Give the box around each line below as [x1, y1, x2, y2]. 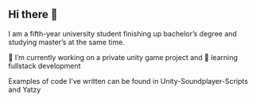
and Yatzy [8, 85, 41, 94]
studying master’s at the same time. [8, 37, 125, 47]
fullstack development [8, 61, 81, 70]
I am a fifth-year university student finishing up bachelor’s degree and [8, 28, 237, 38]
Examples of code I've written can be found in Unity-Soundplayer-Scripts [8, 76, 249, 85]
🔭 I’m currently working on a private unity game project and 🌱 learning [8, 52, 239, 62]
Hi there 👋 [8, 8, 58, 21]
